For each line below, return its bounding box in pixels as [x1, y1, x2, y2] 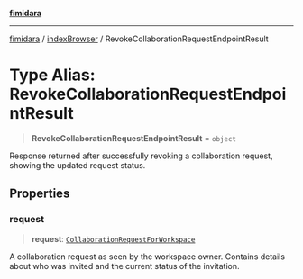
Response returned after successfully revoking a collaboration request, [9, 150, 273, 161]
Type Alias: [9, 65, 96, 85]
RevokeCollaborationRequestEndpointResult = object [31, 132, 237, 143]
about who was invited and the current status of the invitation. [9, 260, 240, 271]
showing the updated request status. [9, 159, 146, 170]
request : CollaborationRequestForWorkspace [31, 233, 196, 244]
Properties [9, 186, 70, 202]
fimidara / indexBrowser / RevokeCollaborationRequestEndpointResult [9, 33, 269, 44]
